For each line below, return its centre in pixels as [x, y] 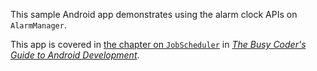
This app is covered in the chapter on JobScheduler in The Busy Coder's [158, 44]
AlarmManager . [38, 25]
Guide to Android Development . [75, 55]
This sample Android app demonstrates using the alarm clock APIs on [154, 14]
